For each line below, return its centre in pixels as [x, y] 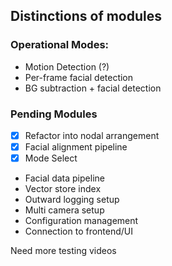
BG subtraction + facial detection [93, 88]
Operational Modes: [60, 45]
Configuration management [81, 221]
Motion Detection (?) [67, 66]
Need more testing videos [63, 251]
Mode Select [51, 158]
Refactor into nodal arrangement [92, 135]
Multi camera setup [64, 210]
